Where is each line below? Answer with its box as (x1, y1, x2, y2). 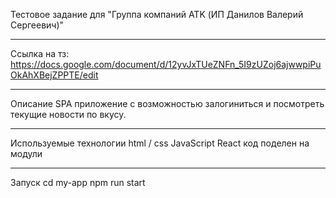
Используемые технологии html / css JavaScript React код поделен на (10, 137, 310, 149)
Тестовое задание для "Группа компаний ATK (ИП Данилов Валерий (10, 9, 304, 20)
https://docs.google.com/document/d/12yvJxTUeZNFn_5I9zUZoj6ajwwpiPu (10, 59, 322, 70)
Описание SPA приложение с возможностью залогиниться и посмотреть (10, 98, 325, 109)
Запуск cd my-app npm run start (10, 177, 146, 188)
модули (10, 148, 43, 159)
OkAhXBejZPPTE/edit (10, 69, 99, 81)
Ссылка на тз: (10, 48, 70, 59)
